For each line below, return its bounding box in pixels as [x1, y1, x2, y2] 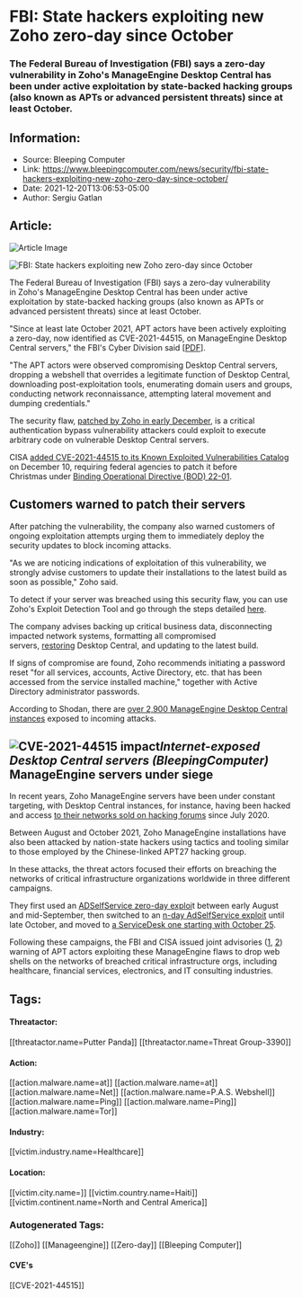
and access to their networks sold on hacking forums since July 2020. [9, 810, 270, 821]
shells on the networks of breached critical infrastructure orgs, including [9, 956, 278, 967]
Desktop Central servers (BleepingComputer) [9, 752, 270, 768]
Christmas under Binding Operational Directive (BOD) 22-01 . [9, 470, 232, 482]
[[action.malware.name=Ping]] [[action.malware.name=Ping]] [9, 1097, 237, 1107]
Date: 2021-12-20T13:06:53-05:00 [22, 182, 150, 193]
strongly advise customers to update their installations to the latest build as [9, 566, 288, 577]
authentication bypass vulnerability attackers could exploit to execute [9, 424, 267, 435]
